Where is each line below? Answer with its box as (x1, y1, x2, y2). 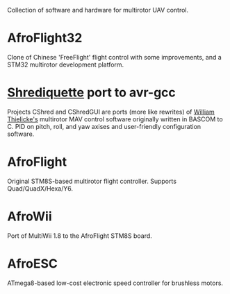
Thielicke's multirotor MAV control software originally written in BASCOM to (7, 114, 224, 123)
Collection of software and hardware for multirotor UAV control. (7, 6, 189, 14)
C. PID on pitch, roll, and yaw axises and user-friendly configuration (7, 122, 202, 130)
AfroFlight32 (7, 31, 83, 46)
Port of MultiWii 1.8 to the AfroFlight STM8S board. (7, 232, 153, 240)
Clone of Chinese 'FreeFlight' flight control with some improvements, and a (7, 53, 222, 61)
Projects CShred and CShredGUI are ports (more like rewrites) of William (7, 107, 215, 116)
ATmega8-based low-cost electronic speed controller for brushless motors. (7, 279, 224, 287)
